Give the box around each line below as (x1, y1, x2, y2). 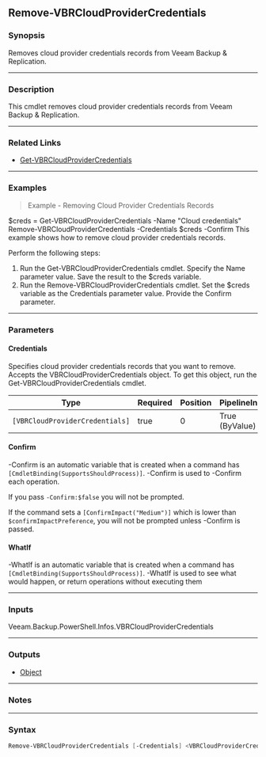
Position (180, 397, 212, 408)
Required (137, 397, 173, 408)
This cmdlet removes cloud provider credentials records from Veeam (8, 101, 233, 111)
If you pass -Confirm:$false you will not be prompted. (8, 492, 184, 501)
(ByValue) (218, 420, 256, 431)
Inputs (8, 604, 34, 615)
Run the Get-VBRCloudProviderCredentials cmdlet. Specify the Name (19, 263, 245, 272)
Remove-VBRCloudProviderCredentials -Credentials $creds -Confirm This (8, 224, 250, 234)
